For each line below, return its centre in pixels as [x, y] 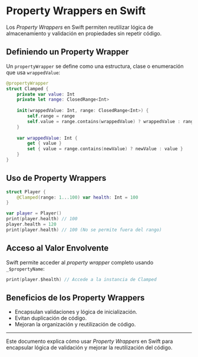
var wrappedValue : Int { [47, 138]
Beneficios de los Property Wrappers [75, 298]
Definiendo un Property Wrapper [67, 52]
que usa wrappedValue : [33, 72]
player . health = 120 [32, 224]
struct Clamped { [27, 89]
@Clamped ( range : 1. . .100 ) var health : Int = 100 [77, 197]
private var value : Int [46, 94]
